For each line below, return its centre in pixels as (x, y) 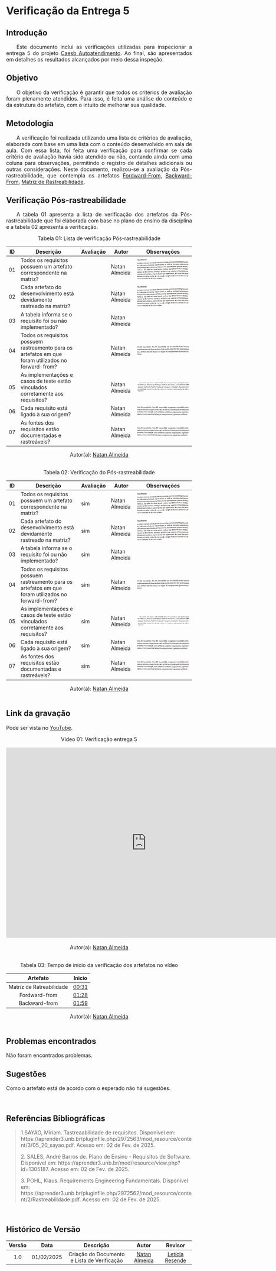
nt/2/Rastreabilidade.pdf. (51, 1199)
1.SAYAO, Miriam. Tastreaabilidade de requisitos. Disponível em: (98, 1132)
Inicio (80, 978)
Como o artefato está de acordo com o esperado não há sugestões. (88, 1088)
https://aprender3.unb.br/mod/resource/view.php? (119, 1163)
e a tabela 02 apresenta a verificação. (52, 227)
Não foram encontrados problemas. (50, 1055)
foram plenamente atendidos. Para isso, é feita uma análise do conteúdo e (99, 98)
